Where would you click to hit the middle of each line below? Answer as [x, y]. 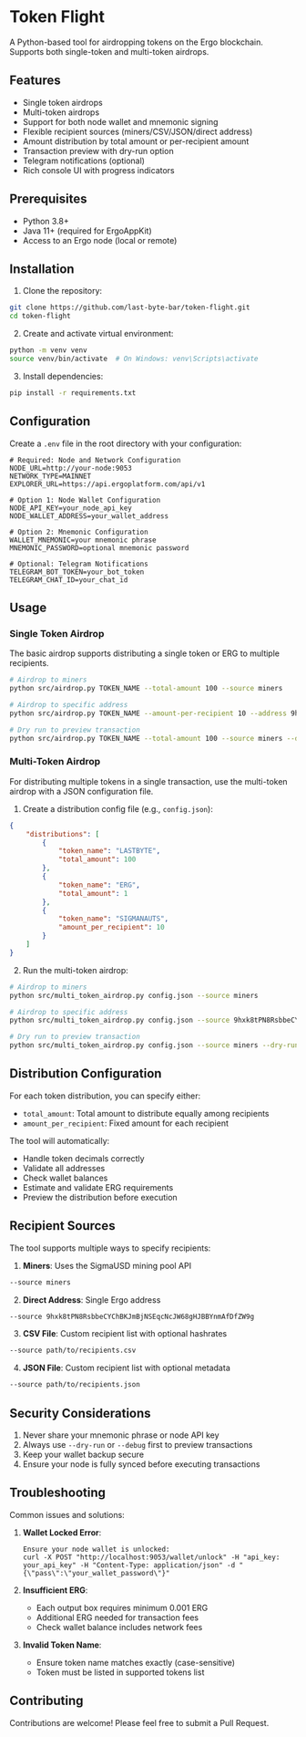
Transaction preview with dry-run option [98, 151]
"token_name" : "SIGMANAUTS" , [113, 919]
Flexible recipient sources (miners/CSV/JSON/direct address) [138, 131]
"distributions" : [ [63, 834]
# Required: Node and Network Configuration [95, 460]
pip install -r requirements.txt [73, 393]
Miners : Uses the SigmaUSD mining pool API [107, 1265]
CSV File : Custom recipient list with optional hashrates [125, 1334]
